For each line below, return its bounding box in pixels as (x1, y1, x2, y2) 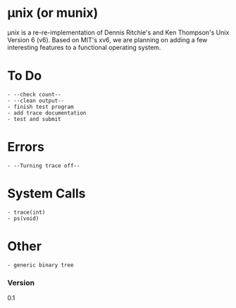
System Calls (7, 186, 86, 201)
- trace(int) (7, 209, 46, 216)
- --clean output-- (7, 97, 65, 104)
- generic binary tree (7, 262, 74, 269)
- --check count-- (7, 91, 61, 98)
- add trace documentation (7, 109, 87, 117)
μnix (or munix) (7, 5, 99, 21)
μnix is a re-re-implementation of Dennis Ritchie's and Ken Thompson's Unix (7, 28, 230, 37)
